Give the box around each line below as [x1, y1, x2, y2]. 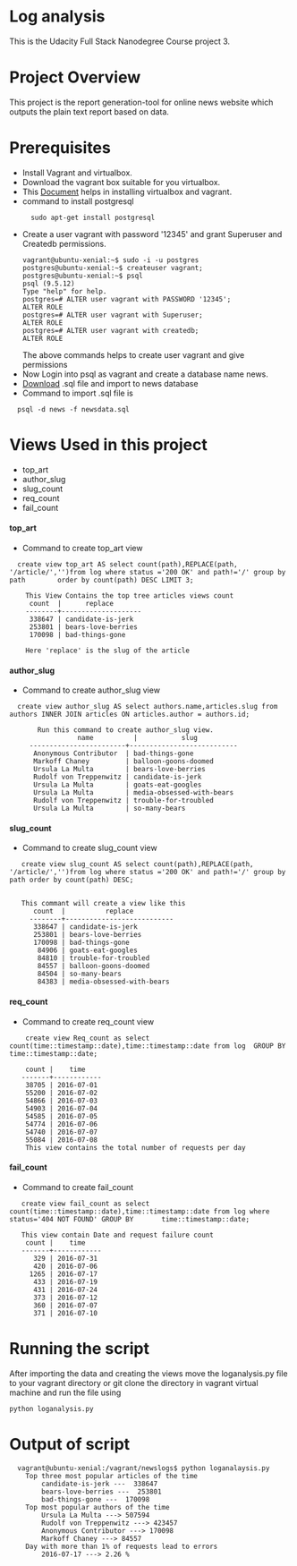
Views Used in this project [9, 435, 208, 455]
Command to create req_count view [21, 1016, 155, 1026]
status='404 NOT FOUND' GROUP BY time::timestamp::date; [9, 1214, 250, 1223]
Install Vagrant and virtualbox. [21, 167, 132, 178]
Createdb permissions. [21, 238, 107, 249]
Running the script [9, 1338, 150, 1358]
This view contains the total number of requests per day [25, 1143, 246, 1152]
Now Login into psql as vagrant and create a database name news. [21, 369, 268, 379]
